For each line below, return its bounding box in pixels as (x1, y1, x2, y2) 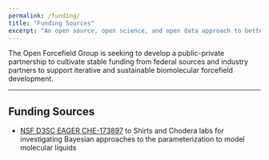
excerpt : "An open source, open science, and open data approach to (8, 26, 242, 34)
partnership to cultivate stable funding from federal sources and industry (8, 57, 249, 66)
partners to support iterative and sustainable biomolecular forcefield (8, 66, 234, 75)
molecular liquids (19, 143, 77, 153)
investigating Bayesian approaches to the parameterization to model (19, 134, 246, 144)
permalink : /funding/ (8, 11, 81, 20)
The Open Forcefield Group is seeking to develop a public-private (8, 49, 225, 58)
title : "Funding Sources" (8, 19, 94, 27)
